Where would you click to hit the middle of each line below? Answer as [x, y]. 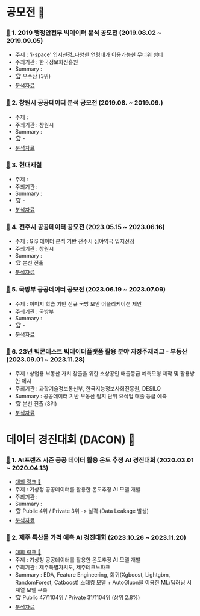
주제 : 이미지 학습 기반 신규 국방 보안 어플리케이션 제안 [78, 303]
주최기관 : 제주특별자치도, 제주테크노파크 [62, 567]
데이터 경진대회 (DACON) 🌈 [71, 440]
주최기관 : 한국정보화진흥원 [46, 62]
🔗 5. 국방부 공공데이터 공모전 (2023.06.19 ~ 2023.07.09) [86, 290]
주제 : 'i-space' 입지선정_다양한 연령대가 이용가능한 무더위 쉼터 [89, 54]
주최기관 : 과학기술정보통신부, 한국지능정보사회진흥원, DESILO [88, 388]
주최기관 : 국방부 [34, 311]
